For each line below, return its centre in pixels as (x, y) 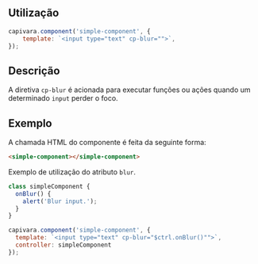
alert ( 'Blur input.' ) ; (60, 201)
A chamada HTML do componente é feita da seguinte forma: (107, 143)
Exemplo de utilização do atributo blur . (72, 172)
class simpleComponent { (49, 186)
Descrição (34, 71)
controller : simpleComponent (64, 245)
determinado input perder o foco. (63, 98)
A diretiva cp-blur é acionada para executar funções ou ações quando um (130, 90)
